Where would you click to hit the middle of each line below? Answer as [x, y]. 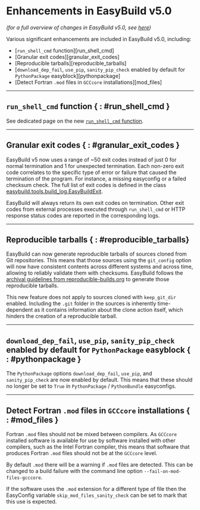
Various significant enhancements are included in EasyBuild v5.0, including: [99, 39]
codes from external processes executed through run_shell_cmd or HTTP [96, 209]
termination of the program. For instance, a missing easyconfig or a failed [96, 178]
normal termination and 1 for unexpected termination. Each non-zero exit [95, 166]
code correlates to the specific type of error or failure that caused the [91, 172]
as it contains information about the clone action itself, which [109, 310]
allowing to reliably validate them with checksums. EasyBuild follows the [95, 273]
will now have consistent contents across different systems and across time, [100, 267]
